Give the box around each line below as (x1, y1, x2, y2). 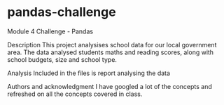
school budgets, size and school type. (7, 55, 118, 63)
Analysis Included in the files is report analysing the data (7, 69, 170, 77)
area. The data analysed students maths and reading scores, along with (7, 48, 214, 56)
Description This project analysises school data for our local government (7, 40, 217, 49)
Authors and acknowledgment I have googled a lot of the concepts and (7, 82, 212, 90)
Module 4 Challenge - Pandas (7, 27, 93, 35)
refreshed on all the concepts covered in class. (7, 90, 143, 98)
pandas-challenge (7, 4, 117, 20)
